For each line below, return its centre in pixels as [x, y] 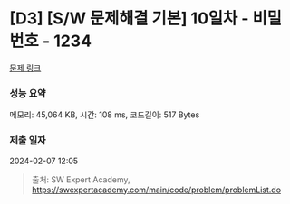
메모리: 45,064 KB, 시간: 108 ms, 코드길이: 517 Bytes [105, 115]
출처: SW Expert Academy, [81, 179]
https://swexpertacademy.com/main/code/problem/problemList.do [156, 190]
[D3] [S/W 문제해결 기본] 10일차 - [129, 19]
